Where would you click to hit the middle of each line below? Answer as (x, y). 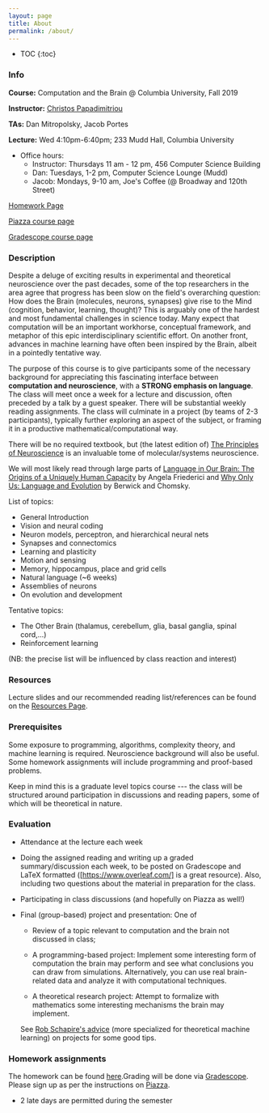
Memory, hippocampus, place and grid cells (93, 568)
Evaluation (29, 824)
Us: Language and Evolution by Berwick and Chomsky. (99, 486)
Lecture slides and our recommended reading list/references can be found (132, 698)
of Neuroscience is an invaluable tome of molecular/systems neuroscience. (134, 452)
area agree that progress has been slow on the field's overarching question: (134, 292)
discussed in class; (64, 939)
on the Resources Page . (48, 706)
